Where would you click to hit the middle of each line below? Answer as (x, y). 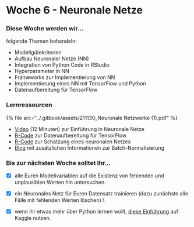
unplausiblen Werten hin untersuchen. (60, 183)
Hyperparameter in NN (42, 71)
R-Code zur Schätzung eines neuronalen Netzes (73, 142)
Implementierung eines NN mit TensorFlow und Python (80, 84)
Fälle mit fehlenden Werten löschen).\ (59, 200)
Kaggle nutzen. (33, 218)
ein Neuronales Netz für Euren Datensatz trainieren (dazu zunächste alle (101, 194)
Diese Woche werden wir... (45, 29)
